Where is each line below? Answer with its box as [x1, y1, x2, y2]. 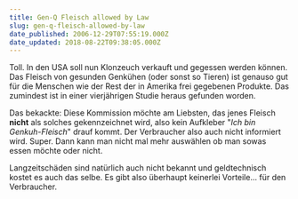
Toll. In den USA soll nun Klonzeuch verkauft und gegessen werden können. [9, 62, 288, 73]
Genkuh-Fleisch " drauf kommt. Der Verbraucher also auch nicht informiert [9, 126, 282, 138]
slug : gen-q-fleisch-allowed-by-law [9, 21, 145, 30]
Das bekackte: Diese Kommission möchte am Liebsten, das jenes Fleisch [9, 107, 276, 118]
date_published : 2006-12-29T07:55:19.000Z [9, 29, 169, 38]
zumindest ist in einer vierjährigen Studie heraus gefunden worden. [9, 91, 256, 101]
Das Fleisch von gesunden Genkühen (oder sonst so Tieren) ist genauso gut [9, 72, 289, 83]
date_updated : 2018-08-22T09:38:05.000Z [9, 37, 162, 47]
